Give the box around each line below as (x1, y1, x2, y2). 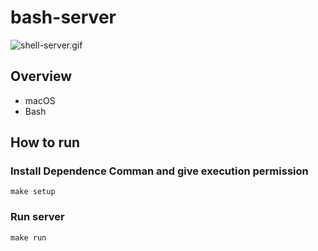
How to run (10, 134, 81, 151)
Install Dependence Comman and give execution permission (10, 164, 309, 178)
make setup (10, 187, 56, 197)
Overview (10, 68, 73, 85)
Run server (10, 210, 65, 224)
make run (10, 232, 47, 243)
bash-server (10, 6, 117, 29)
